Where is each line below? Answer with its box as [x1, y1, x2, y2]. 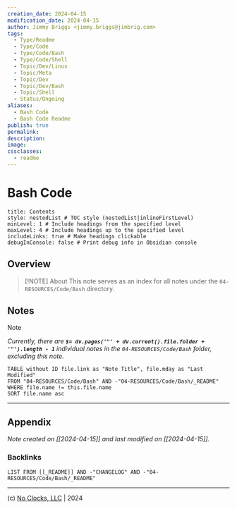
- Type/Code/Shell [13, 56, 68, 63]
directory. [86, 284, 115, 293]
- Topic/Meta [13, 69, 52, 76]
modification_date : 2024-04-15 [7, 17, 99, 24]
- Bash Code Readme [13, 115, 71, 122]
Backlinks [7, 453, 42, 462]
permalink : [7, 128, 39, 135]
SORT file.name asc [7, 391, 65, 398]
